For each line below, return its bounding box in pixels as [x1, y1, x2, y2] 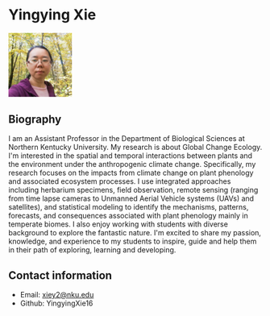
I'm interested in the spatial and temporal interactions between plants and [8, 151, 252, 160]
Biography [8, 113, 62, 127]
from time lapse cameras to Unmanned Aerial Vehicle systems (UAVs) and [8, 193, 255, 203]
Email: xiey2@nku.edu [19, 290, 94, 300]
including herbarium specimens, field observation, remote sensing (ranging [8, 185, 259, 195]
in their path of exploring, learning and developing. [8, 245, 177, 255]
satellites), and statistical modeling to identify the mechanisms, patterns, [8, 202, 249, 212]
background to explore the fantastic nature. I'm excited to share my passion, [8, 228, 262, 238]
